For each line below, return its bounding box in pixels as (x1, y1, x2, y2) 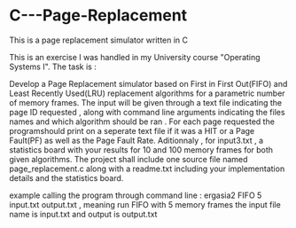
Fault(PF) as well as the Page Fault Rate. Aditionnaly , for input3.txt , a (9, 135, 264, 145)
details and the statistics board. (9, 172, 124, 183)
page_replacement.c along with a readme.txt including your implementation (9, 163, 285, 174)
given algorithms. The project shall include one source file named (9, 153, 248, 164)
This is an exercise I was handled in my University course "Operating (9, 51, 261, 62)
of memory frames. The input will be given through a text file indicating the (9, 97, 282, 107)
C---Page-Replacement (9, 5, 188, 26)
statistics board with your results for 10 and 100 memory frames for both (9, 144, 273, 155)
